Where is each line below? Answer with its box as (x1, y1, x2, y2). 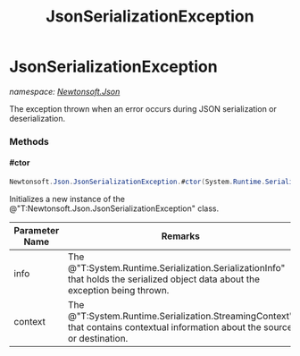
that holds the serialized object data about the (67, 273, 261, 285)
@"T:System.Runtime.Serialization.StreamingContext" (67, 309, 294, 322)
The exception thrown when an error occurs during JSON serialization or (9, 103, 277, 114)
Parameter (13, 224, 60, 236)
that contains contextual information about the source (67, 320, 293, 333)
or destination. (67, 332, 129, 344)
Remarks (161, 230, 201, 242)
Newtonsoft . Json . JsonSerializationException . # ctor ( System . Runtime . (9, 177, 266, 187)
